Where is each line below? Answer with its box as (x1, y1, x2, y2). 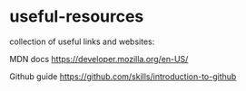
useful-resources (9, 6, 144, 27)
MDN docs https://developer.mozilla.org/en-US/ (9, 53, 189, 64)
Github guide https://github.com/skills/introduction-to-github (9, 70, 237, 82)
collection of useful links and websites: (9, 36, 155, 47)
